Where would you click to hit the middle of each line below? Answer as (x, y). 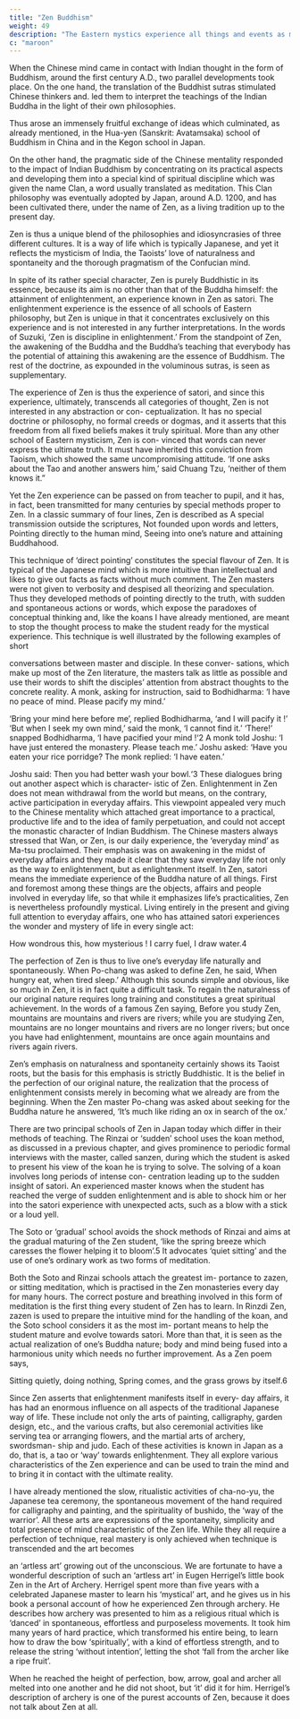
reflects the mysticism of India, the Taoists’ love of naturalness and (132, 253)
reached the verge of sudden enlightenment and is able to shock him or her (148, 1195)
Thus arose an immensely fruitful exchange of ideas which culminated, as (145, 124)
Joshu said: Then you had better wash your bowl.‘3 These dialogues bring (146, 774)
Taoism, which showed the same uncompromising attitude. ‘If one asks (140, 459)
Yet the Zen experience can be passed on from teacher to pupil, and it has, (147, 496)
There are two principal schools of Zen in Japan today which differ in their (146, 1129)
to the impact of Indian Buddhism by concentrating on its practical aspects (146, 169)
